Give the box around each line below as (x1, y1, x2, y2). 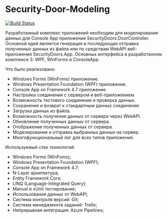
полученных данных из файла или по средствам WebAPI (5, 46, 126, 52)
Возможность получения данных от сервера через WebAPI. (12, 113, 141, 119)
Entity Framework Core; (12, 175, 62, 181)
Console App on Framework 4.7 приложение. (12, 86, 107, 92)
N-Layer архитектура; (12, 169, 59, 176)
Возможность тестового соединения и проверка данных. (12, 97, 136, 103)
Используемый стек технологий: (5, 144, 75, 150)
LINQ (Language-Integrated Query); (12, 180, 87, 186)
